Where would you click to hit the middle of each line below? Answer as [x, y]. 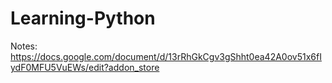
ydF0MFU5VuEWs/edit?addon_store [85, 67]
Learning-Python [83, 18]
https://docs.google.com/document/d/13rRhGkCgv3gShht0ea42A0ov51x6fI [166, 56]
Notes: [24, 46]
